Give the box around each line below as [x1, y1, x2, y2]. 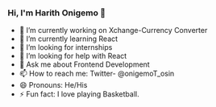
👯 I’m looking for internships [19, 43, 113, 52]
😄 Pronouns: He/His [19, 80, 88, 90]
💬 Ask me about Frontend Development [19, 60, 150, 69]
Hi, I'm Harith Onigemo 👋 [7, 7, 106, 19]
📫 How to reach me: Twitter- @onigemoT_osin [19, 68, 175, 79]
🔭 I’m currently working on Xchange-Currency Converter [19, 26, 208, 35]
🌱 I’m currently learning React [19, 34, 118, 43]
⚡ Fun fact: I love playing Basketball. [19, 89, 139, 99]
